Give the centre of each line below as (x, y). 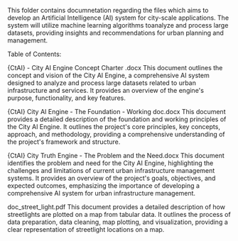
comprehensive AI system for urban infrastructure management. (102, 193)
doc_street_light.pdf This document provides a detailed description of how (117, 207)
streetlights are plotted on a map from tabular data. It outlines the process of (119, 214)
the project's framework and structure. (64, 142)
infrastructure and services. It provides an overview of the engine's (106, 90)
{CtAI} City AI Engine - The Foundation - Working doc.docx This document (117, 112)
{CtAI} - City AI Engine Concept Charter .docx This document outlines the (115, 68)
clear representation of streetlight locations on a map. (86, 229)
